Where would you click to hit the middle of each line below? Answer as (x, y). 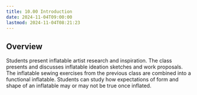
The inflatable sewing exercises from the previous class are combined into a (99, 73)
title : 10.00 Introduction (39, 12)
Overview (24, 46)
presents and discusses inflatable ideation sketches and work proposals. (94, 67)
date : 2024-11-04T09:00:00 (39, 17)
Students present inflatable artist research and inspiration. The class (89, 61)
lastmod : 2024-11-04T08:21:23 (43, 22)
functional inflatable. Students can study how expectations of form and (92, 80)
